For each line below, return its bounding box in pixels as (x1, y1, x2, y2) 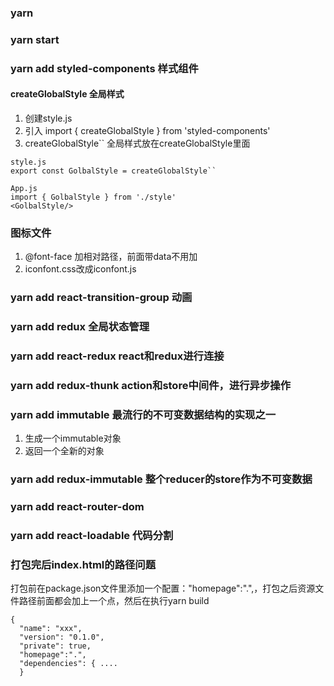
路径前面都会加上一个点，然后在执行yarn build (18, 595, 210, 607)
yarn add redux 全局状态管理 (10, 320, 150, 334)
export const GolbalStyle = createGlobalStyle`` (10, 166, 217, 176)
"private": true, (19, 641, 92, 651)
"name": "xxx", (19, 624, 83, 634)
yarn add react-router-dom (10, 500, 145, 514)
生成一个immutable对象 (24, 432, 122, 445)
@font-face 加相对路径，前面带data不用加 (24, 251, 198, 263)
